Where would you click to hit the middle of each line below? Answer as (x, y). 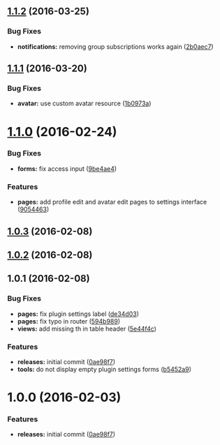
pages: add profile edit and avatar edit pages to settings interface (112, 202)
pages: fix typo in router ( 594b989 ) (69, 321)
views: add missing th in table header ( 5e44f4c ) (87, 329)
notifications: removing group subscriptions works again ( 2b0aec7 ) (116, 46)
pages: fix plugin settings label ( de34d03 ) (78, 314)
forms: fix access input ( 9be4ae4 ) (67, 168)
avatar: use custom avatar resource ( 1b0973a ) (84, 103)
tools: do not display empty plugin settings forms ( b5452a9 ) (104, 369)
